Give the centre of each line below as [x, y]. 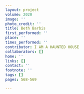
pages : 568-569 [21, 79]
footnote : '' [19, 70]
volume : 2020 [19, 14]
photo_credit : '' [23, 24]
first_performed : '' [27, 33]
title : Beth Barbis [25, 28]
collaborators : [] [24, 51]
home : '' [14, 56]
